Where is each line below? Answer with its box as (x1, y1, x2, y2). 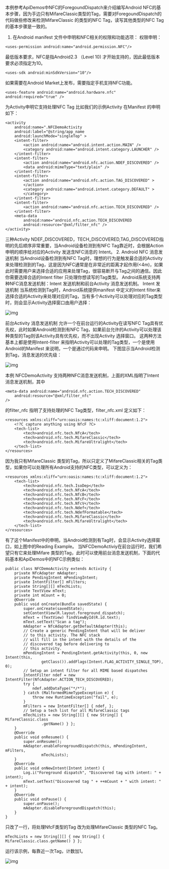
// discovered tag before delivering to (23, 641, 109, 647)
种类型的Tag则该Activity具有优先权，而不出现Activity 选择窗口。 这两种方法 (5, 333, 162, 338)
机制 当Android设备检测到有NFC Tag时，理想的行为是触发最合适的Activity (9, 255, 163, 261)
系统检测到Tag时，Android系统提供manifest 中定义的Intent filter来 (24, 287, 161, 293)
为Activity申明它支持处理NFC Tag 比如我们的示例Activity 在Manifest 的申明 (5, 104, 160, 110)
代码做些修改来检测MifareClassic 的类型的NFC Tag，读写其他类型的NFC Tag (5, 17, 164, 23)
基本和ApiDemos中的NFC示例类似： (9, 556, 85, 562)
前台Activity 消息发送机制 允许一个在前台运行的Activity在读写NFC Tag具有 (5, 320, 159, 326)
